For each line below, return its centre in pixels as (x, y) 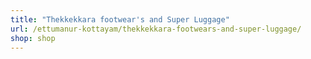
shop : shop (33, 38)
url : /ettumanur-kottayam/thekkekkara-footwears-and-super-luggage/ (156, 29)
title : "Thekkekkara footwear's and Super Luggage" (120, 19)
